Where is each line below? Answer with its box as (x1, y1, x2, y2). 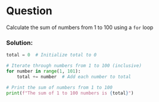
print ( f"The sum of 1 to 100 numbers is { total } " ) (6, 90, 134, 96)
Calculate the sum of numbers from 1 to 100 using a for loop (6, 24, 154, 31)
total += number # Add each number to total (17, 74, 132, 79)
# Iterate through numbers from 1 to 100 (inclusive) (6, 63, 142, 69)
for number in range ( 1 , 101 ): (6, 68, 81, 74)
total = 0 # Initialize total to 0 (6, 52, 97, 58)
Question (6, 4, 52, 18)
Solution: (6, 39, 33, 47)
